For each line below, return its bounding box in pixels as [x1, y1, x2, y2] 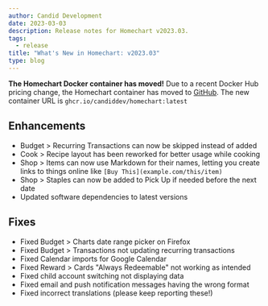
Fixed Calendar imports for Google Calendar [19, 254, 167, 263]
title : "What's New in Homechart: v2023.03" [8, 49, 160, 57]
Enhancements [8, 119, 86, 133]
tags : [8, 34, 27, 43]
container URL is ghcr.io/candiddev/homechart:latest [8, 96, 188, 105]
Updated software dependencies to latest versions [19, 192, 188, 201]
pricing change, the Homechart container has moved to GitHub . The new [8, 87, 249, 97]
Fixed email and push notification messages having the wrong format [19, 279, 249, 289]
